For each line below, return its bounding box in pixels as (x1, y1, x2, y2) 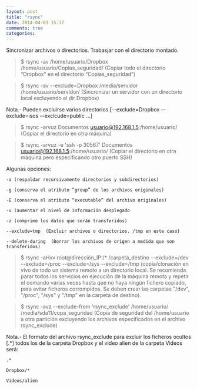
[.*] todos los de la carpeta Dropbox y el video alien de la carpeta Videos (6, 339, 183, 347)
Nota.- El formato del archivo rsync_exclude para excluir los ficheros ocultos (6, 334, 191, 341)
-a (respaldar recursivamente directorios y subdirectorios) (6, 177, 159, 183)
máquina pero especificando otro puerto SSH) (20, 154, 132, 161)
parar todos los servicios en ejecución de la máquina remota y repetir (20, 273, 189, 280)
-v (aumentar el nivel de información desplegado (6, 207, 131, 214)
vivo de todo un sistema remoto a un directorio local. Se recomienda (20, 266, 186, 274)
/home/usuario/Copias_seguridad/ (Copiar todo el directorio (20, 64, 166, 71)
